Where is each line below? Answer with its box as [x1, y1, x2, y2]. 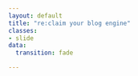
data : [8, 42, 26, 50]
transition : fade [15, 49, 74, 57]
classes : [8, 26, 38, 34]
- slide [8, 34, 34, 42]
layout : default [8, 11, 63, 20]
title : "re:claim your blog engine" [8, 19, 131, 27]
